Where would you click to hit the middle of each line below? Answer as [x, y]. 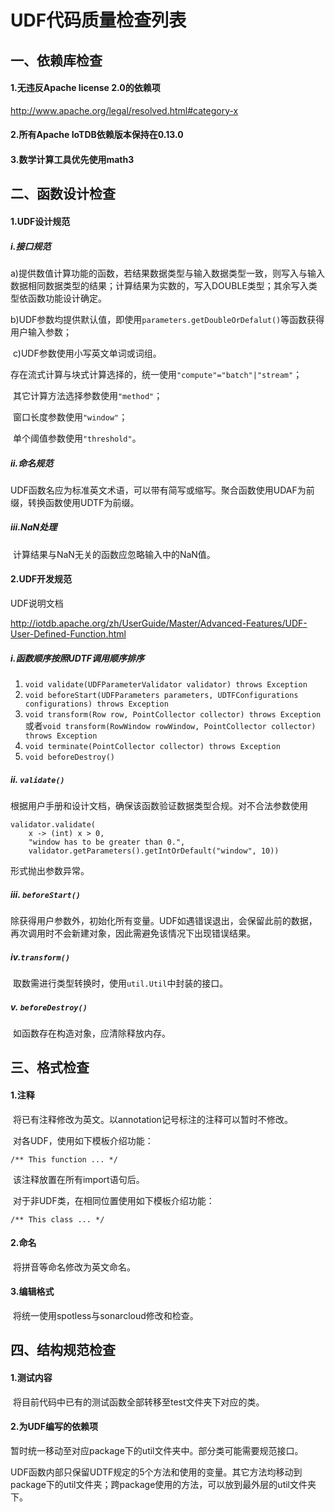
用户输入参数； [41, 332]
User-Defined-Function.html [68, 634]
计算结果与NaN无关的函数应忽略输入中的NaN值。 [114, 554]
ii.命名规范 [32, 463]
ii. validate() [37, 779]
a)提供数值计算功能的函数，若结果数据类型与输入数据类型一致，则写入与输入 [167, 273]
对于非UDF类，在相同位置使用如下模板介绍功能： [113, 1200]
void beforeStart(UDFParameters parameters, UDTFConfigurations [161, 696]
